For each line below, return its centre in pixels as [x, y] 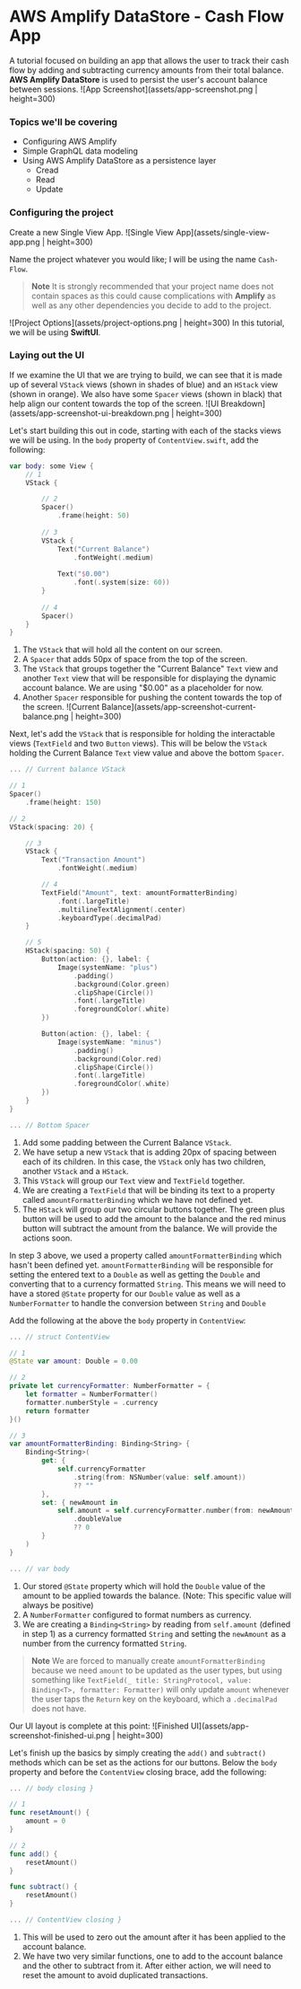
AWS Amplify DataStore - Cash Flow [147, 17]
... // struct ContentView [60, 1337]
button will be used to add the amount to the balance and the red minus [154, 1218]
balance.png [45, 717]
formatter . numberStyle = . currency [92, 1402]
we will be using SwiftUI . [55, 332]
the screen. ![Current [61, 707]
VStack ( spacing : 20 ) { [52, 827]
